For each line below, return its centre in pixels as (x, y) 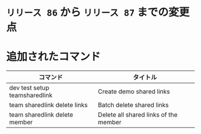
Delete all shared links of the (138, 115)
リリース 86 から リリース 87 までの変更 (98, 12)
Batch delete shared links (133, 105)
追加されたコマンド (54, 57)
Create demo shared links (134, 92)
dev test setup (29, 88)
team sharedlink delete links (48, 105)
